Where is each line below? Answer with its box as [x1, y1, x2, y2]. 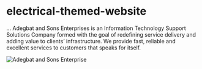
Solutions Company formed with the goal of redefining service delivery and [6, 31, 196, 38]
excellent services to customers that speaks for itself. [6, 44, 141, 51]
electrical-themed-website [6, 4, 147, 18]
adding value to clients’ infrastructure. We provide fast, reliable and [6, 37, 176, 45]
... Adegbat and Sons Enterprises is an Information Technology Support [6, 24, 187, 32]
